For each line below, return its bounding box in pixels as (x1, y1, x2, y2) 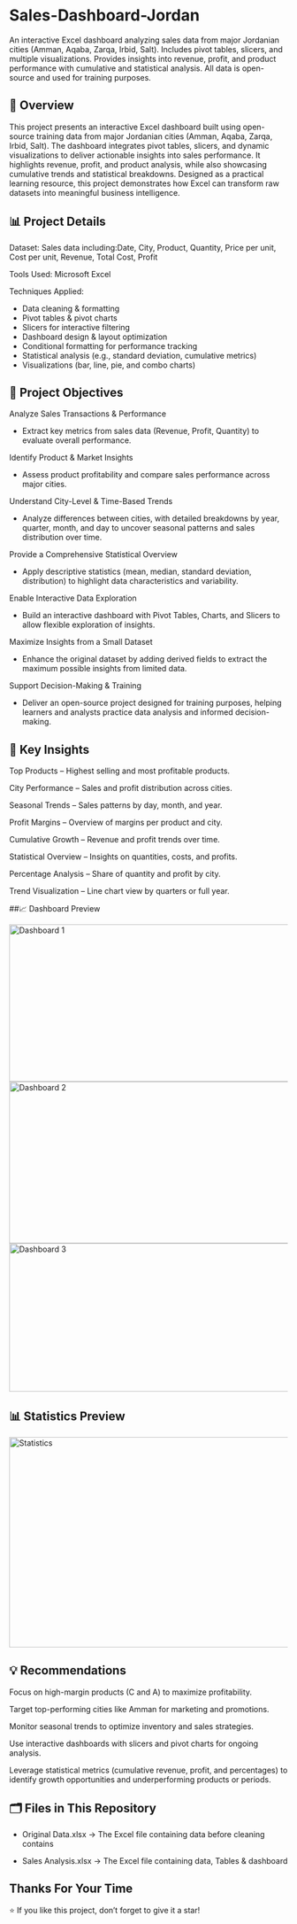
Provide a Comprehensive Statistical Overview (9, 549, 179, 560)
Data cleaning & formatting (21, 303, 120, 314)
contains (21, 1838, 55, 1849)
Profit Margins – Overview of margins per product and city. (9, 817, 223, 828)
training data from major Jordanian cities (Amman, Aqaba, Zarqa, (36, 130, 273, 142)
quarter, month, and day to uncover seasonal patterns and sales (21, 523, 255, 533)
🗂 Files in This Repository (9, 1801, 156, 1816)
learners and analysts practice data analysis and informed (21, 707, 234, 718)
